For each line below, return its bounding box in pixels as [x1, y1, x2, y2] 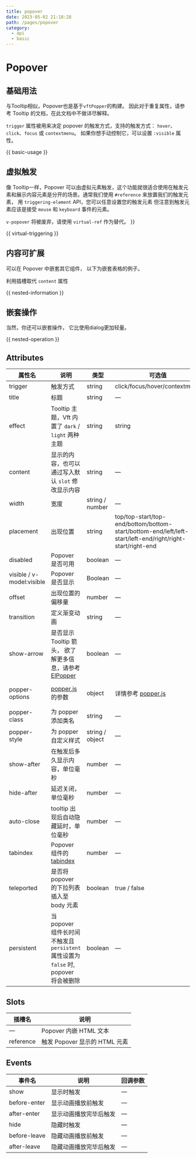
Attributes [6, 353, 44, 363]
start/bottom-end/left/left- [114, 527, 189, 536]
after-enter [9, 1109, 40, 1117]
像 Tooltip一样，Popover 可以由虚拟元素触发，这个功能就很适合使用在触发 [6, 183, 184, 190]
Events [6, 1058, 32, 1068]
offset [9, 593, 25, 601]
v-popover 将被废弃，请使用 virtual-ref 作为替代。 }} [6, 218, 135, 225]
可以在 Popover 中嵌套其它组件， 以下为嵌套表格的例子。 [6, 265, 143, 272]
